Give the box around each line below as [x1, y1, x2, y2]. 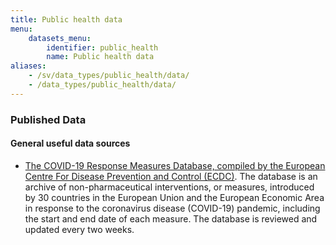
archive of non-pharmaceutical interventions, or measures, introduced [24, 181, 315, 193]
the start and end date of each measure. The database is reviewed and [24, 212, 318, 225]
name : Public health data [46, 52, 155, 62]
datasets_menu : [28, 33, 92, 43]
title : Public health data [10, 14, 123, 25]
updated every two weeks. [24, 223, 135, 235]
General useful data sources [10, 137, 131, 150]
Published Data [10, 112, 87, 126]
